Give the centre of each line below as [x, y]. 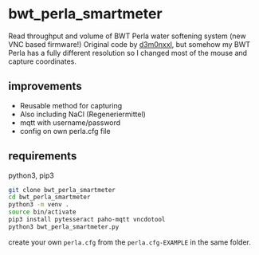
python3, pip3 [31, 175]
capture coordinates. [43, 61]
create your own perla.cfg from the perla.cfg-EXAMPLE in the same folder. [129, 242]
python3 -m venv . [39, 205]
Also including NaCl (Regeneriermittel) [82, 114]
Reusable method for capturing [71, 105]
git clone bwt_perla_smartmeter [62, 190]
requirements [43, 156]
